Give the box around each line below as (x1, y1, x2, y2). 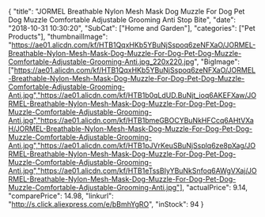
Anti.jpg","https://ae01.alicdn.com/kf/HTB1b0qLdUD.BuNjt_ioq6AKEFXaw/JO (8, 91, 257, 99)
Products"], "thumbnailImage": (8, 32, 108, 41)
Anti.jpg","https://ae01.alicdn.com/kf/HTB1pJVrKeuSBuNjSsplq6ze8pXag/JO (8, 141, 256, 150)
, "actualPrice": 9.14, (181, 183, 248, 192)
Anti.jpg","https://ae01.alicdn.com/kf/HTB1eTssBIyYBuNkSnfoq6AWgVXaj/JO (8, 166, 257, 175)
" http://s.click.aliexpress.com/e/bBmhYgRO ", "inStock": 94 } (8, 200, 204, 208)
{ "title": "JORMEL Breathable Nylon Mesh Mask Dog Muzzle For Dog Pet (8, 7, 245, 16)
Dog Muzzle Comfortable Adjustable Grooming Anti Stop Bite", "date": (8, 15, 236, 24)
